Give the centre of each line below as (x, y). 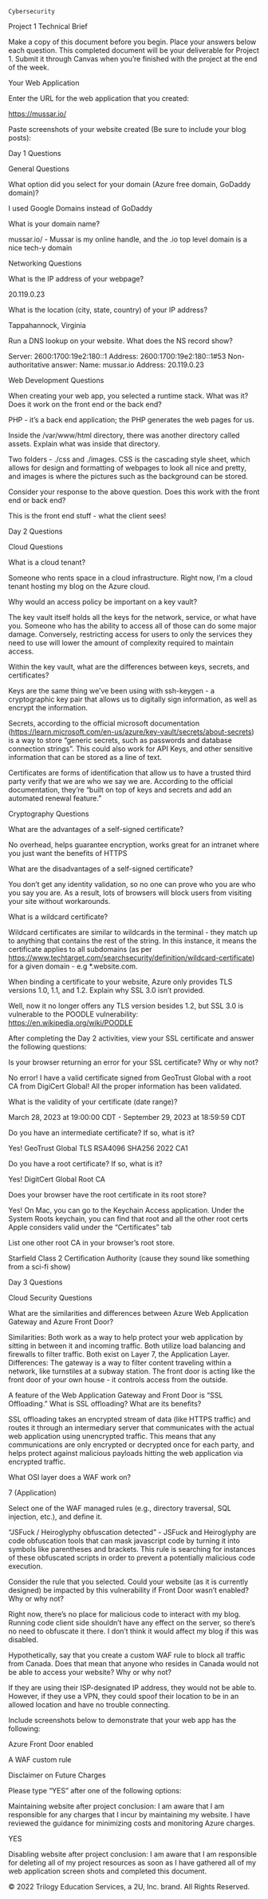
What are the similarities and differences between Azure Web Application (128, 1313)
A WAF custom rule (40, 1759)
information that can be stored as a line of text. (85, 757)
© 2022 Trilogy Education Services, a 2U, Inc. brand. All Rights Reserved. (129, 1887)
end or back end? (37, 500)
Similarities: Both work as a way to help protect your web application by (126, 1337)
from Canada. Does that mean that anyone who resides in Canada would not (134, 1663)
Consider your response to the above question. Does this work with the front (134, 492)
